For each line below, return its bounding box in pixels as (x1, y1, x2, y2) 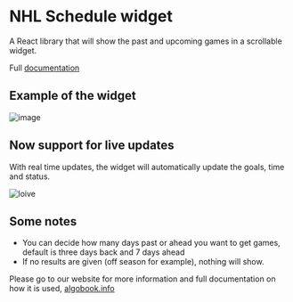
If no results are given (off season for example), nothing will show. (21, 257, 265, 267)
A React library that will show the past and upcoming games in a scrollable (9, 36, 282, 46)
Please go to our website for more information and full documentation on (9, 273, 276, 284)
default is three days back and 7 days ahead (21, 247, 185, 257)
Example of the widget (9, 88, 136, 103)
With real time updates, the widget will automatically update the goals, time (9, 161, 285, 172)
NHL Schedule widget (9, 6, 174, 27)
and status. (9, 171, 51, 182)
